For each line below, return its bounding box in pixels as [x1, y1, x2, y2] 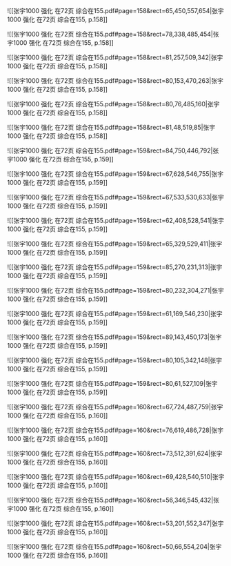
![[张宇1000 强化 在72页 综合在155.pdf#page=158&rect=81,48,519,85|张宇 [7, 124, 216, 131]
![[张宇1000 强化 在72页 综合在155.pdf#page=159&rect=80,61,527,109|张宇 [7, 380, 218, 387]
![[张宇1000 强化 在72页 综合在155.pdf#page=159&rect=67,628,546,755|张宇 [7, 170, 224, 178]
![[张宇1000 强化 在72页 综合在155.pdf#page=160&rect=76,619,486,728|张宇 [7, 426, 224, 434]
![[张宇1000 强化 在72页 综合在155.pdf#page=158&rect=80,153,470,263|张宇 [7, 77, 224, 85]
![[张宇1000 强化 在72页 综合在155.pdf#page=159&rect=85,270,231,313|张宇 [7, 263, 223, 271]
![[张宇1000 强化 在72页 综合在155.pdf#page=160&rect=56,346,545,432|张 [7, 496, 219, 504]
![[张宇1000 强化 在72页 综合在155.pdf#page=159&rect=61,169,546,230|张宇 [7, 310, 223, 318]
